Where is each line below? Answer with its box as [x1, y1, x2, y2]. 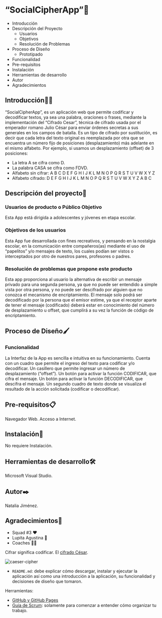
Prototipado [19, 51, 43, 57]
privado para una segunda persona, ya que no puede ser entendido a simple [5, 282, 158, 287]
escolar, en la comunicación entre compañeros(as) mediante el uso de [5, 243, 146, 249]
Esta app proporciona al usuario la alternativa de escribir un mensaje [5, 276, 142, 283]
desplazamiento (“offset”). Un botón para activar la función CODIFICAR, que [5, 370, 157, 376]
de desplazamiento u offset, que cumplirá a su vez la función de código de [5, 307, 154, 313]
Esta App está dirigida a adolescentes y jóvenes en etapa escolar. [5, 215, 136, 221]
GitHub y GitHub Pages [12, 597, 59, 603]
